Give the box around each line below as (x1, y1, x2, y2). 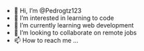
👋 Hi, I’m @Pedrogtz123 (13, 7, 82, 14)
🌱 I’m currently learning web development (13, 21, 134, 29)
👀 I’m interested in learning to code (13, 14, 115, 22)
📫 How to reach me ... (13, 37, 79, 44)
